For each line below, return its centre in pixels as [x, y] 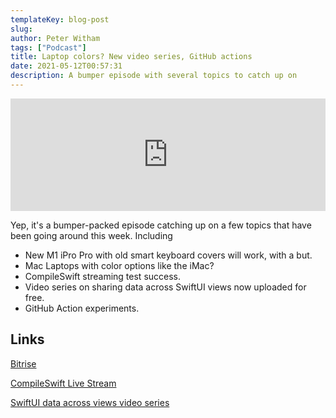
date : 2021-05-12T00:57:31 [66, 66]
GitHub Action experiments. [82, 308]
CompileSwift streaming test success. [103, 276]
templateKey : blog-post [60, 19]
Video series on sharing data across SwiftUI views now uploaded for [165, 287]
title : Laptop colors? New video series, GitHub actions [131, 57]
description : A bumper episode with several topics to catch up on [154, 76]
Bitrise [23, 363]
